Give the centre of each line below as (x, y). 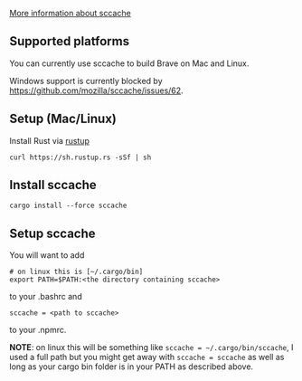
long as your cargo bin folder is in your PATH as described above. (132, 367)
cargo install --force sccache (68, 206)
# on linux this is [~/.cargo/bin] (76, 272)
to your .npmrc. (38, 330)
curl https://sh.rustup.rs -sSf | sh (80, 157)
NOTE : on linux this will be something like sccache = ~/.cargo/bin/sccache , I (151, 348)
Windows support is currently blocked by (86, 81)
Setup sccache (53, 233)
